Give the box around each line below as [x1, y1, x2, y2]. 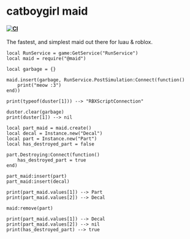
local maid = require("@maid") [6, 56, 86, 62]
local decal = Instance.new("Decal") [6, 130, 103, 137]
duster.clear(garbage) [6, 109, 64, 116]
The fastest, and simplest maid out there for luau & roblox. [6, 39, 153, 46]
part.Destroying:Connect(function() [6, 152, 100, 158]
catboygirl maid [6, 4, 88, 18]
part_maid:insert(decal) [6, 178, 70, 185]
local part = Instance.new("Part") [6, 136, 97, 142]
